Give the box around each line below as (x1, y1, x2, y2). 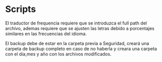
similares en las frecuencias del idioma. (5, 30, 87, 36)
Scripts (5, 3, 36, 15)
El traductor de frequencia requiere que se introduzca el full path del (5, 20, 147, 26)
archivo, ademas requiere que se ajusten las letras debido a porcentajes (5, 25, 154, 31)
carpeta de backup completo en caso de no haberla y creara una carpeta (5, 45, 157, 51)
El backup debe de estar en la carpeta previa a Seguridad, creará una (5, 40, 149, 46)
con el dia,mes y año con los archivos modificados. (5, 51, 112, 57)
